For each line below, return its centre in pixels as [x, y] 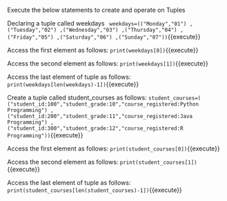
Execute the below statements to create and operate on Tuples [96, 10]
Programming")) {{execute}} [46, 135]
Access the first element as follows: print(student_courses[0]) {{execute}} [114, 149]
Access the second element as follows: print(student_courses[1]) [102, 162]
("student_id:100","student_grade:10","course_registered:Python [103, 104]
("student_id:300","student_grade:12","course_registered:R [96, 128]
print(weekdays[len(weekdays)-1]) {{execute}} [73, 84]
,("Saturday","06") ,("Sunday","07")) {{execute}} [129, 37]
